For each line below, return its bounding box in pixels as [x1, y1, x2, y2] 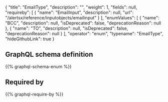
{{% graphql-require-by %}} [5, 91, 64, 97]
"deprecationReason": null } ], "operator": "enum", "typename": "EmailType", [5, 31, 163, 36]
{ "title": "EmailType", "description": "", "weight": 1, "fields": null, [5, 4, 137, 10]
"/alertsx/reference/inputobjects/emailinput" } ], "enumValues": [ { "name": [5, 15, 159, 20]
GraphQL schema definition [5, 50, 93, 59]
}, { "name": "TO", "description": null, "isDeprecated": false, [5, 25, 128, 31]
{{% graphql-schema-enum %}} [5, 63, 72, 69]
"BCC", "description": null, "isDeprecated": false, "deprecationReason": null [5, 20, 161, 26]
